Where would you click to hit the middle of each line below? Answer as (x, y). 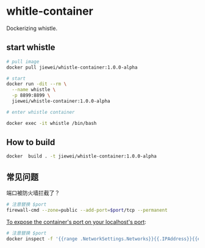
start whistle (31, 47)
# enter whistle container (41, 112)
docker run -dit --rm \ (37, 84)
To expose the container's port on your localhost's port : (76, 222)
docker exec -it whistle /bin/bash (52, 123)
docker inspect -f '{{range (42, 239)
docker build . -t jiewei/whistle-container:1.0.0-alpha (81, 156)
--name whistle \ (34, 90)
